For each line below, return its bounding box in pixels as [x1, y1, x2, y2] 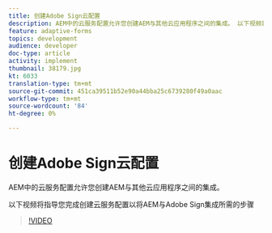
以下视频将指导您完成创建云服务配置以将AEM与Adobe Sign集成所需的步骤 [8, 199, 255, 209]
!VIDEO [28, 215, 53, 225]
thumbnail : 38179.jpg [8, 65, 82, 73]
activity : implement [8, 57, 79, 66]
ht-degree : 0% [8, 110, 57, 118]
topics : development [8, 34, 79, 43]
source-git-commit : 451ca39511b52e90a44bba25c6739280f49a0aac [8, 87, 223, 95]
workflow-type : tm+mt [8, 95, 82, 103]
